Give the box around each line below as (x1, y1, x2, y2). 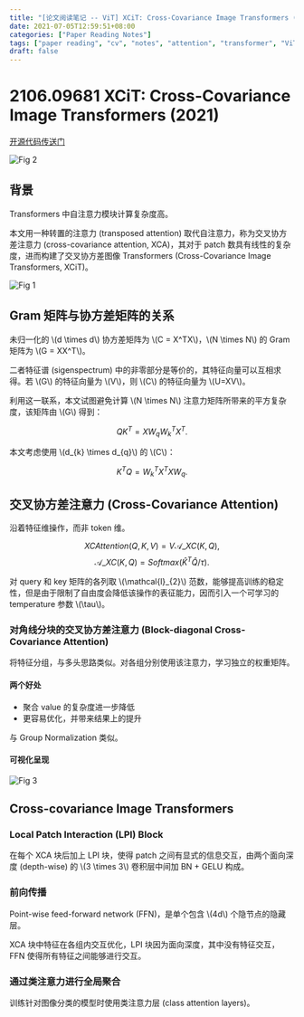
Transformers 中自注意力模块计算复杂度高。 (9, 208, 174, 219)
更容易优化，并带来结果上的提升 (22, 712, 142, 724)
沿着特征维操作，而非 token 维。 (9, 522, 130, 534)
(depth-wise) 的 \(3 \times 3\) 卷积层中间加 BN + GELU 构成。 (19, 861, 250, 872)
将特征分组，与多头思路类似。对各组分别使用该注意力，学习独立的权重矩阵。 (9, 657, 295, 668)
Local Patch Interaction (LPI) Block (9, 829, 164, 841)
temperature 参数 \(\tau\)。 (9, 599, 110, 610)
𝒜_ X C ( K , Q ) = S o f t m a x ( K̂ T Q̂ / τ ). (94, 556, 210, 568)
